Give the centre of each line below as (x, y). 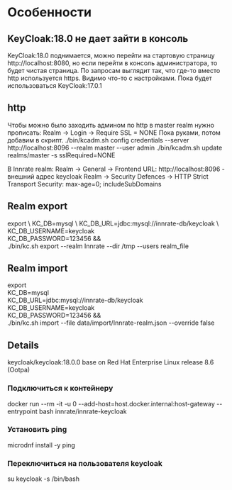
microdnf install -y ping (42, 445)
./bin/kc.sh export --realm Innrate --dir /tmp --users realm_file (98, 246)
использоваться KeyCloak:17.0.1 (55, 85)
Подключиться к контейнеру (60, 389)
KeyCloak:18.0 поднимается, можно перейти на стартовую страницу (111, 55)
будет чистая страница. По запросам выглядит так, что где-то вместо (114, 71)
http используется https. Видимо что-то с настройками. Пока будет (110, 78)
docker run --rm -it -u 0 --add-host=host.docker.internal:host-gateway (111, 403)
